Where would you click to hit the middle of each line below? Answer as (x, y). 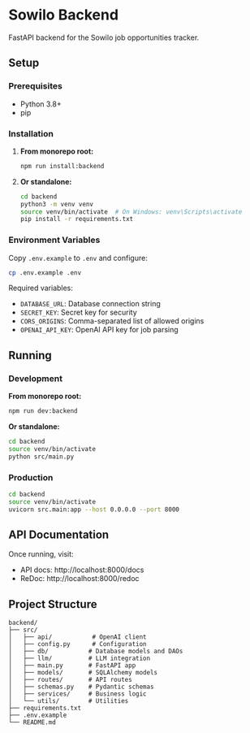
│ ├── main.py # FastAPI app (72, 666)
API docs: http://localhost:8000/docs (82, 570)
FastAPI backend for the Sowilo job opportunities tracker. (104, 37)
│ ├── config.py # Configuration (78, 644)
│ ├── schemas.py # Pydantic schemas (81, 687)
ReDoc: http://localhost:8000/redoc (80, 579)
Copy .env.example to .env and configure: (78, 258)
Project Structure (53, 604)
